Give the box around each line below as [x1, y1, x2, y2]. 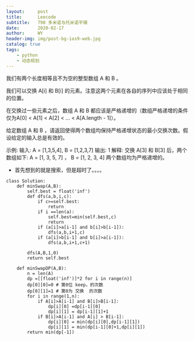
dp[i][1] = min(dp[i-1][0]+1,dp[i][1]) [47, 324, 145, 330]
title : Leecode [6, 14, 57, 20]
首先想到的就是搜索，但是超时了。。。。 [14, 166, 105, 173]
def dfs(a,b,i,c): [27, 193, 72, 200]
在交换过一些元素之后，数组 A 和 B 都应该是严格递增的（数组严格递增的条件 [6, 107, 189, 114]
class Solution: [6, 178, 46, 184]
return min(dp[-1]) [27, 329, 75, 335]
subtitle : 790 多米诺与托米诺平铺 [6, 19, 88, 25]
